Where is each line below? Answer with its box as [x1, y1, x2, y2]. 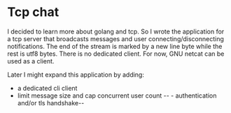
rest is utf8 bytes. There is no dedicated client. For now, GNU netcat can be [7, 50, 225, 58]
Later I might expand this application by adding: [7, 70, 145, 79]
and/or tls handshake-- [17, 98, 85, 107]
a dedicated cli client [17, 84, 78, 92]
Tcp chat [7, 4, 59, 20]
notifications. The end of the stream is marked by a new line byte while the [7, 42, 223, 50]
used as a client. [7, 56, 55, 65]
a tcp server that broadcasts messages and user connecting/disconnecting [7, 34, 224, 43]
